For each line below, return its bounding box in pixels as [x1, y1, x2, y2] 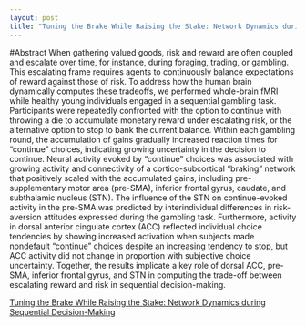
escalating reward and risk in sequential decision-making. [9, 279, 226, 290]
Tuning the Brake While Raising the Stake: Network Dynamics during [9, 297, 266, 308]
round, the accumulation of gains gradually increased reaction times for [9, 134, 278, 145]
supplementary [9, 182, 66, 193]
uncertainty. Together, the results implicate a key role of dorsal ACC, [9, 260, 266, 270]
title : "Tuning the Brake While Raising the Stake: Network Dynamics [9, 22, 280, 31]
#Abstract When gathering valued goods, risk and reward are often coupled [9, 46, 294, 57]
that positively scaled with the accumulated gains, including [9, 172, 234, 183]
